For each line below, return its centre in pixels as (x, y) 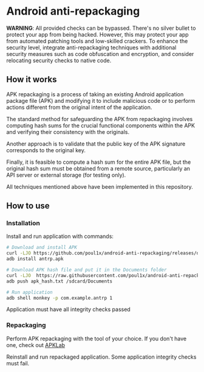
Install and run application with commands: (60, 236)
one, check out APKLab (36, 345)
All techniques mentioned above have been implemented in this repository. (100, 186)
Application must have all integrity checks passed (68, 309)
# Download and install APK (42, 248)
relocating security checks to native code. (59, 60)
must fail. (18, 363)
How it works (32, 79)
